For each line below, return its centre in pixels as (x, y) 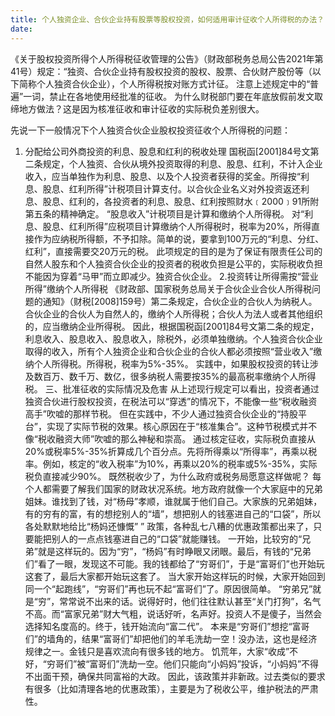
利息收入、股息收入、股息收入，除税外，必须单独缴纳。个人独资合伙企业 (173, 338)
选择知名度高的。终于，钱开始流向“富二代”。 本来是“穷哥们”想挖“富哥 (167, 626)
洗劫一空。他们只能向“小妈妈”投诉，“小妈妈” (210, 663)
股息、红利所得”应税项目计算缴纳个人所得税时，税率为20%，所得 (177, 226)
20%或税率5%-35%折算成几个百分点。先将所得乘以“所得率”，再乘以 (166, 451)
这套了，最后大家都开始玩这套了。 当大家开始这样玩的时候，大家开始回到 (175, 576)
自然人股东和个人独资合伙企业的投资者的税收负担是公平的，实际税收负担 (173, 263)
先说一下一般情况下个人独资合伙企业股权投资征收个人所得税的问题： (150, 130)
